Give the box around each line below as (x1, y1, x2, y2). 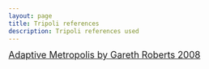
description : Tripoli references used (8, 27, 139, 35)
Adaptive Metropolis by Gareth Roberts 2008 (8, 50, 201, 61)
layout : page (8, 11, 53, 20)
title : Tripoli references (8, 19, 100, 28)
